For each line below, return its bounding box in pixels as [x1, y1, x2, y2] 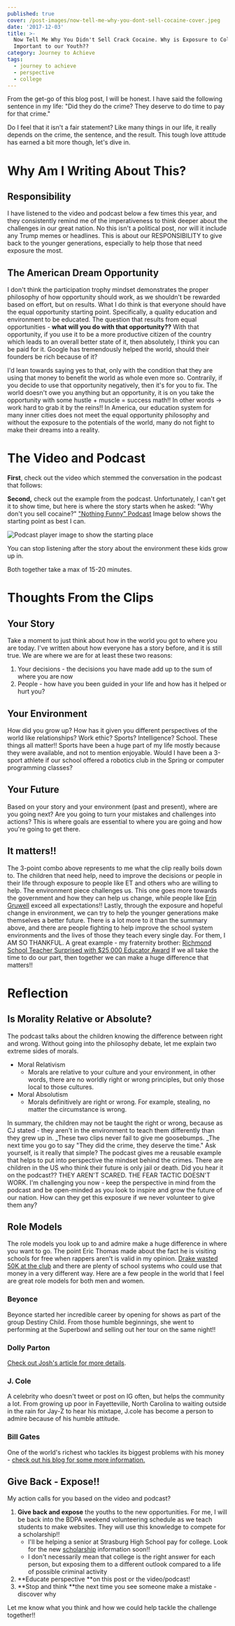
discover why [17, 1590, 57, 1599]
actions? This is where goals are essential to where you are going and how [7, 817, 222, 825]
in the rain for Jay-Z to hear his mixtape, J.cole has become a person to [7, 1407, 214, 1415]
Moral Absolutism [17, 1090, 69, 1098]
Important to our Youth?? [13, 43, 90, 50]
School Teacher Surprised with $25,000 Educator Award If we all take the [7, 945, 219, 954]
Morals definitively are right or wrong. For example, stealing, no [27, 1098, 211, 1106]
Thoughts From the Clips [7, 590, 154, 606]
